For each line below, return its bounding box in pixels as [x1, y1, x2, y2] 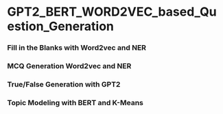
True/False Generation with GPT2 [7, 79, 121, 89]
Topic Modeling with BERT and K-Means [7, 98, 144, 107]
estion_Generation [7, 18, 115, 34]
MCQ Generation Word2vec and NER [7, 61, 132, 71]
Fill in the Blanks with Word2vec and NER [7, 43, 146, 53]
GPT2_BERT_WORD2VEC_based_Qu [7, 4, 218, 20]
